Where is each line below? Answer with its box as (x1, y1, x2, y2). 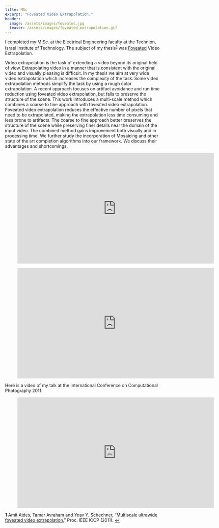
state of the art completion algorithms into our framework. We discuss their (5, 138, 157, 144)
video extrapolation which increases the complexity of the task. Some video (5, 75, 159, 81)
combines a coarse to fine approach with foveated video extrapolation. (5, 101, 148, 107)
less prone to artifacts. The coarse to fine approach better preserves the (5, 117, 152, 123)
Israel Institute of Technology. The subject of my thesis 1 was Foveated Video (5, 44, 160, 51)
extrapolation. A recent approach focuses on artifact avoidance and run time (5, 85, 160, 91)
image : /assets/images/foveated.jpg (9, 21, 84, 26)
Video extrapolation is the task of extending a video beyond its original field (5, 59, 158, 65)
